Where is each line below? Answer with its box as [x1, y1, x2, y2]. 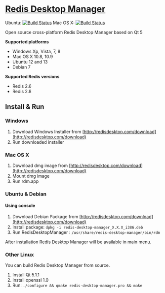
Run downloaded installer [12, 139, 64, 145]
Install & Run [5, 102, 44, 111]
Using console [5, 203, 36, 209]
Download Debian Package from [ [12, 214, 82, 220]
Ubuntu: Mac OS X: [5, 20, 75, 26]
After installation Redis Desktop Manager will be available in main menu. [5, 239, 152, 245]
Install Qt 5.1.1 [12, 272, 40, 278]
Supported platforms [5, 38, 49, 45]
